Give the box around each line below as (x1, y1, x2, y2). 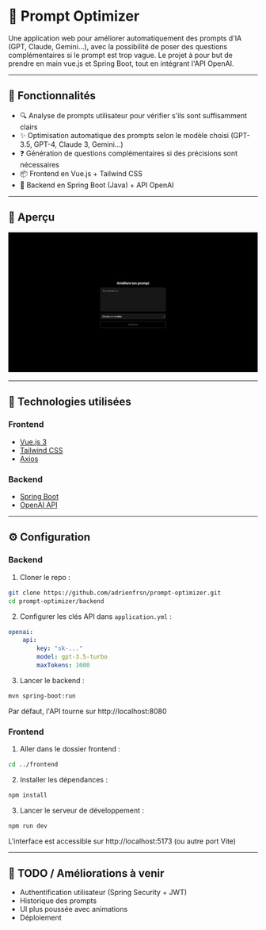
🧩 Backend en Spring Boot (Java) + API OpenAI (19, 180, 174, 190)
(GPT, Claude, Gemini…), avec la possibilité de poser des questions (8, 41, 228, 51)
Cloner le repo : (19, 572, 71, 582)
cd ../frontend (8, 761, 59, 769)
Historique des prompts (19, 896, 97, 905)
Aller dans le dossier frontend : (19, 744, 120, 754)
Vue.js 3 (19, 436, 47, 447)
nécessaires (19, 159, 60, 169)
